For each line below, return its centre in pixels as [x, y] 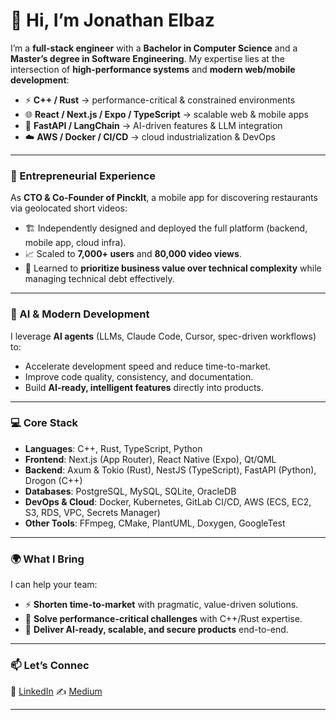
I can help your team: [54, 585]
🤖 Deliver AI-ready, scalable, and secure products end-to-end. [156, 630]
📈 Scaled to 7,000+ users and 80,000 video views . [133, 254]
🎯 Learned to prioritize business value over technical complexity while [173, 268]
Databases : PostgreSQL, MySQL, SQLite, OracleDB [130, 491]
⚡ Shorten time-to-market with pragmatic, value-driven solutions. [161, 605]
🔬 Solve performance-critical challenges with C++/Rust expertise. [163, 619]
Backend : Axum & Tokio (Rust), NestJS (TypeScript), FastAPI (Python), [170, 470]
